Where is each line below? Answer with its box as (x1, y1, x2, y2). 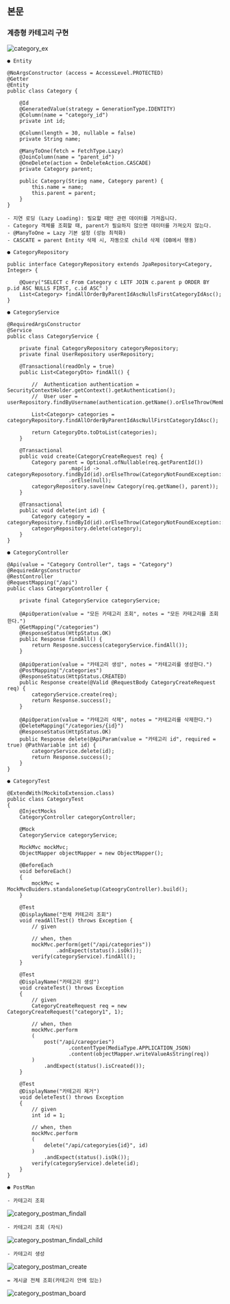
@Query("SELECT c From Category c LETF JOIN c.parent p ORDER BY (19, 279, 210, 286)
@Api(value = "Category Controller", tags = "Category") (7, 561, 173, 568)
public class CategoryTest (7, 795, 84, 802)
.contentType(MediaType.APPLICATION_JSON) (68, 1045, 192, 1051)
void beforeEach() (19, 868, 72, 874)
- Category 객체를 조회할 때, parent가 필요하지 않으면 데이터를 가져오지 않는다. (7, 222, 212, 229)
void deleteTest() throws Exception (19, 1093, 125, 1101)
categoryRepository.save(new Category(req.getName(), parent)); (31, 482, 219, 490)
